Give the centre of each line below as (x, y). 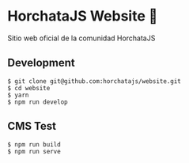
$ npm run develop (38, 102)
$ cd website (29, 88)
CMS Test (32, 126)
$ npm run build (34, 144)
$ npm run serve (34, 151)
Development (42, 63)
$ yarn (18, 95)
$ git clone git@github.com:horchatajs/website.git (94, 81)
